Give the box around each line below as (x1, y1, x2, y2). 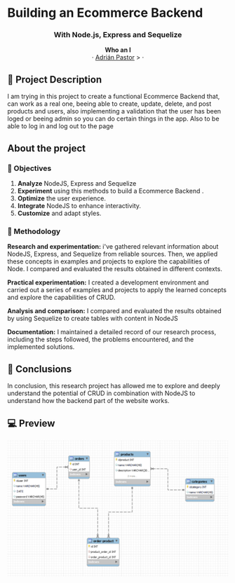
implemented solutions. (7, 343, 75, 351)
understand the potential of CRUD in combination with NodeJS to (7, 389, 196, 397)
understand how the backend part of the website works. (7, 397, 170, 405)
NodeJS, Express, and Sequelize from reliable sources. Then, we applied (7, 250, 218, 259)
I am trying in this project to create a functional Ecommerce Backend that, (7, 92, 220, 101)
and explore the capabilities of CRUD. (7, 293, 116, 302)
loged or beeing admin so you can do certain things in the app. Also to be (7, 114, 220, 123)
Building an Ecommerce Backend (7, 5, 203, 21)
